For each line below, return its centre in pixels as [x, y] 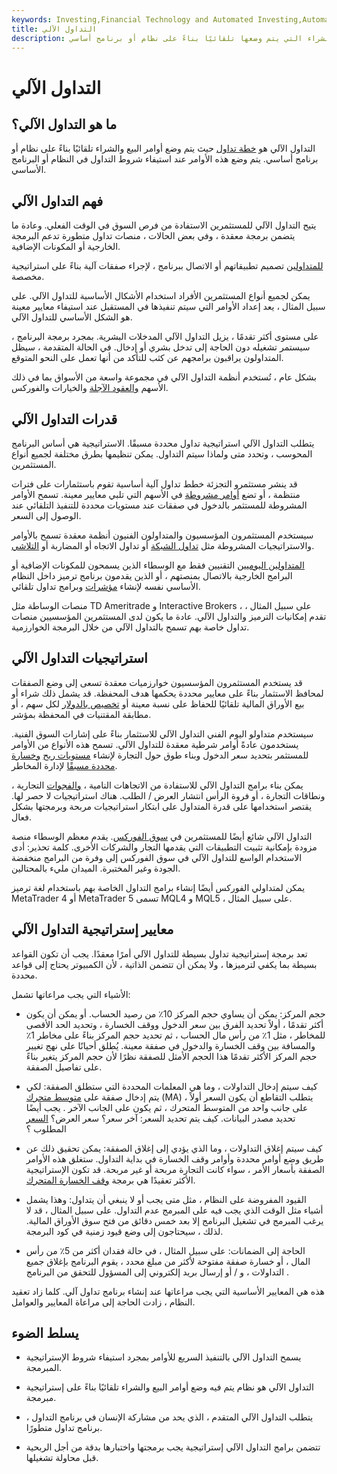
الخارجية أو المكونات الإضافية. [66, 247]
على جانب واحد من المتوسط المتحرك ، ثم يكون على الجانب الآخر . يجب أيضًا [167, 1107]
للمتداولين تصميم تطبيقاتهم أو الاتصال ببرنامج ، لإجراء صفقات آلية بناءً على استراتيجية [167, 266]
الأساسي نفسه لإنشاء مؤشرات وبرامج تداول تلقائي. [106, 586]
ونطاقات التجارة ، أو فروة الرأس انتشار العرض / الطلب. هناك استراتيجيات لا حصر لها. [168, 795]
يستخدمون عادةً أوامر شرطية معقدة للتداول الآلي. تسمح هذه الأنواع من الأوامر [155, 744]
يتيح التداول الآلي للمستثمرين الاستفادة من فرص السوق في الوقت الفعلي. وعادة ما [164, 225]
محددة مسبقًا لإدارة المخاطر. [64, 765]
